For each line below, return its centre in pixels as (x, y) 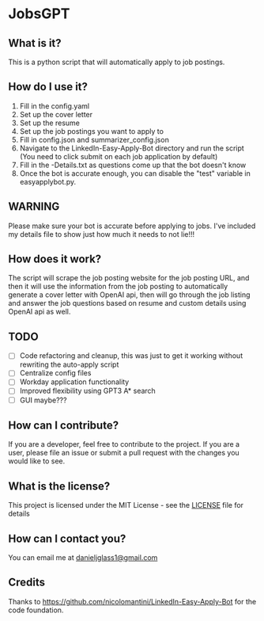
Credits (27, 583)
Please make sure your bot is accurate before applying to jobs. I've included (132, 226)
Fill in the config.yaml (54, 106)
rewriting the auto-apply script (69, 364)
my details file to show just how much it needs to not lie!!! (102, 234)
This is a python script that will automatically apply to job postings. (117, 62)
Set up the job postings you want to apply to (92, 131)
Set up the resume (50, 123)
